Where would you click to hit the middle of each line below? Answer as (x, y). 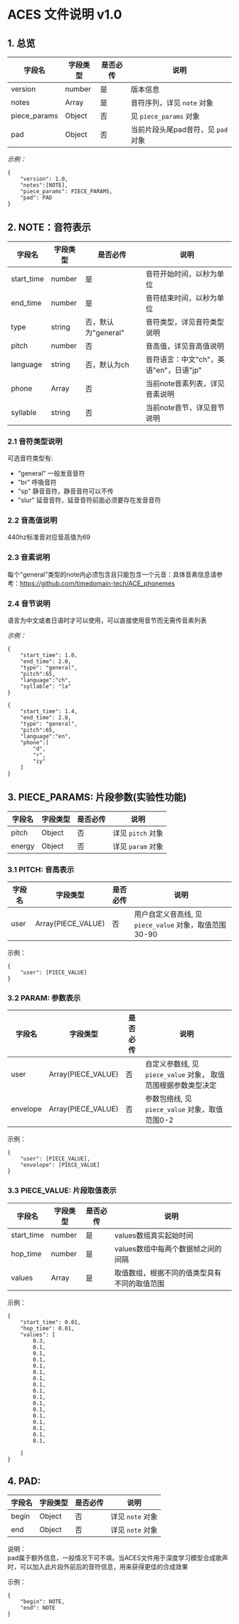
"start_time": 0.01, (51, 1322)
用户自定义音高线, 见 (168, 915)
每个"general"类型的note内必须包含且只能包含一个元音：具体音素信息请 (112, 574)
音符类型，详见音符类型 (185, 322)
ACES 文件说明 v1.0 (65, 15)
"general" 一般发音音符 (51, 473)
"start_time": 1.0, (49, 655)
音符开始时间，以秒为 (181, 274)
